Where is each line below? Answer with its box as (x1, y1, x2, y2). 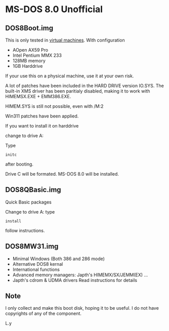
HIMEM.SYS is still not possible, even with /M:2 (5, 103, 104, 109)
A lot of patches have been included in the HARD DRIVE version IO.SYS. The (5, 82, 164, 89)
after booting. (5, 161, 34, 167)
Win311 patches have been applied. (5, 113, 79, 119)
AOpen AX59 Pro (12, 47, 49, 53)
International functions (12, 266, 60, 272)
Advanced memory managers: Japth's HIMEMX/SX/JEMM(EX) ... (12, 272, 148, 278)
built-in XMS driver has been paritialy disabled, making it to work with (5, 88, 150, 94)
